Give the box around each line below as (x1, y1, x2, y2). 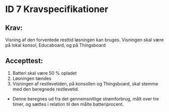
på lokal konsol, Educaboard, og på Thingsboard (5, 42, 106, 48)
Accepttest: (5, 57, 43, 65)
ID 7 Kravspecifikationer (5, 4, 109, 15)
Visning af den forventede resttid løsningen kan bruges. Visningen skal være (5, 37, 164, 43)
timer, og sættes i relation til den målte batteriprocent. (12, 101, 124, 107)
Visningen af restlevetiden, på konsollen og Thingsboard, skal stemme (12, 80, 158, 86)
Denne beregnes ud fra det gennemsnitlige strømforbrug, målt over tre (12, 95, 159, 101)
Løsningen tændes (12, 75, 52, 81)
